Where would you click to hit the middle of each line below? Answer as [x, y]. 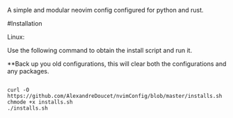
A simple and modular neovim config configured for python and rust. [105, 10]
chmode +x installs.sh [40, 102]
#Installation [25, 23]
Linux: [16, 37]
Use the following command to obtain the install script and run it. [100, 50]
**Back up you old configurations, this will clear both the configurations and [117, 64]
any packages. [29, 71]
